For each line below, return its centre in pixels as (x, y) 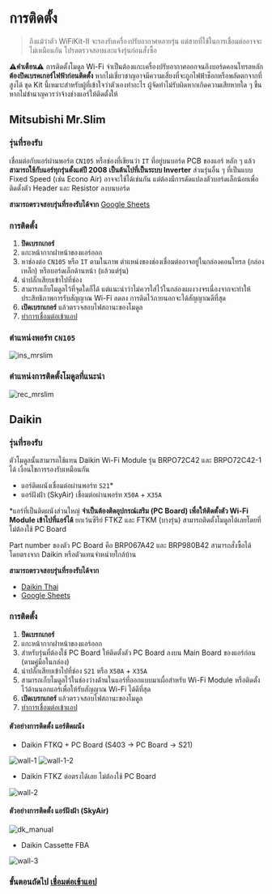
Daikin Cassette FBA (55, 845)
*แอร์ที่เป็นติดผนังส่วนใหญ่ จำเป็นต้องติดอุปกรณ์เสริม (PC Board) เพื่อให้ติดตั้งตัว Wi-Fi (129, 511)
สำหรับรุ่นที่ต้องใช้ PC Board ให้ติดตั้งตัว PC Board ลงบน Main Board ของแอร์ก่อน (138, 652)
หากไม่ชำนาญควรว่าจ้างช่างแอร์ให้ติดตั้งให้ (64, 93)
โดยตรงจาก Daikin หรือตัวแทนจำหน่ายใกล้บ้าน (73, 554)
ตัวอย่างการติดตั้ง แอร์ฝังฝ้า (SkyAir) (59, 811)
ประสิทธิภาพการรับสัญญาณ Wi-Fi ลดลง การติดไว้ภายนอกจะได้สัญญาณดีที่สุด (123, 297)
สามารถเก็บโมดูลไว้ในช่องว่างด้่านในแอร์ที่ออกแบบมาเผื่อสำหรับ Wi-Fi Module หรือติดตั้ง (140, 680)
